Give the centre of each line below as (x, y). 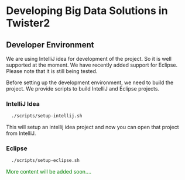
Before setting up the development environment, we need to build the (90, 82)
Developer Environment (50, 45)
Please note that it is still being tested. (52, 71)
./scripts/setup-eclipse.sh (46, 161)
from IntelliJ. (21, 133)
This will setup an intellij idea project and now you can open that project (93, 127)
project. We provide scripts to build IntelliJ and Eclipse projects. (83, 89)
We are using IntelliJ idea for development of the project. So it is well (89, 59)
